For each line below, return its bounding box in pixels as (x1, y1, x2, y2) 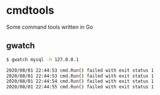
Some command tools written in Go (6, 23, 93, 30)
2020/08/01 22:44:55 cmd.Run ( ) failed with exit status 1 (6, 84, 154, 90)
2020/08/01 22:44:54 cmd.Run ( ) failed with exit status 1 (6, 78, 154, 84)
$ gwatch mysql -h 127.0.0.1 (6, 56, 79, 63)
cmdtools (6, 4, 55, 17)
